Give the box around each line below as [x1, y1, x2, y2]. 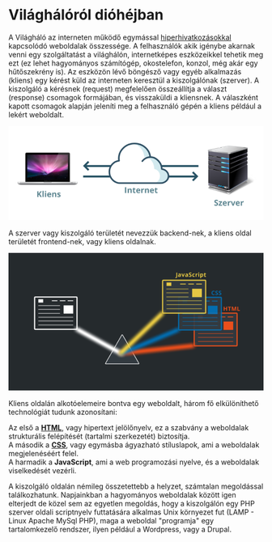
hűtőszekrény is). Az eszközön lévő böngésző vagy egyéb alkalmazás [8, 66, 242, 76]
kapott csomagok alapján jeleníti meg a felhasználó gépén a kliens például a [8, 101, 261, 111]
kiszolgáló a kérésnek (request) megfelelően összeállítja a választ [8, 83, 227, 94]
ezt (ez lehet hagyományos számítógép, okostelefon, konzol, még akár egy [8, 58, 258, 68]
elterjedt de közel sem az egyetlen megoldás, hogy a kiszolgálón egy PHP [8, 498, 255, 508]
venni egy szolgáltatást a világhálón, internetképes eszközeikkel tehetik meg [8, 49, 264, 59]
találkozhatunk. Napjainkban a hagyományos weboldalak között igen [8, 489, 236, 499]
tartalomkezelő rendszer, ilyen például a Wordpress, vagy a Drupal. [8, 524, 232, 534]
